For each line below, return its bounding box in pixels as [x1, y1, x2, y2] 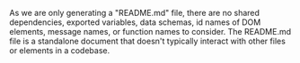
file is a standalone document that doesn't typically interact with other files [9, 35, 286, 46]
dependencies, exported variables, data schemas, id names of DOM [9, 17, 261, 28]
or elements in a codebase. [9, 45, 110, 56]
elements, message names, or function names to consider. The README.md [9, 27, 292, 36]
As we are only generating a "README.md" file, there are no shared [9, 8, 260, 18]
